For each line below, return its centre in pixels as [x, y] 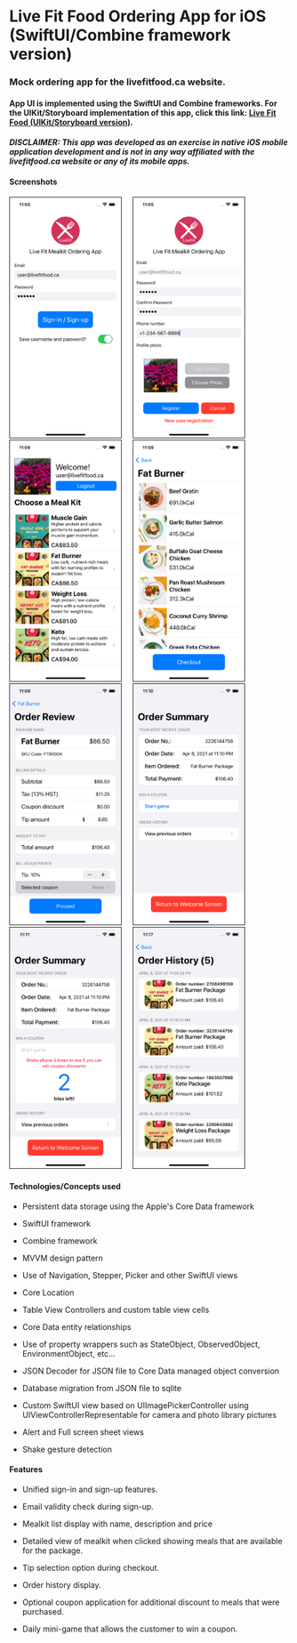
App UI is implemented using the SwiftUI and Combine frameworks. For [143, 103]
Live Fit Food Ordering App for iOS [138, 16]
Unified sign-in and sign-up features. [90, 1489]
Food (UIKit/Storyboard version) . [71, 122]
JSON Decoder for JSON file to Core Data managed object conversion [151, 1371]
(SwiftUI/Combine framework [120, 35]
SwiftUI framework [56, 1223]
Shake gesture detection [67, 1449]
